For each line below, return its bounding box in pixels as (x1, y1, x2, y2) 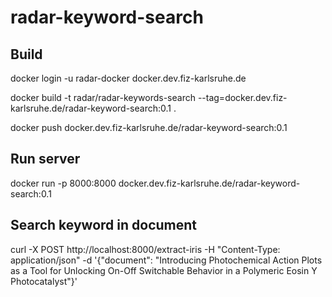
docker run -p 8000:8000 (10, 177, 117, 189)
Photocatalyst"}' (10, 275, 78, 287)
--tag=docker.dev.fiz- (197, 92, 288, 103)
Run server (10, 151, 81, 168)
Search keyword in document (10, 217, 197, 234)
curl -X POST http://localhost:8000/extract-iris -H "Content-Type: (10, 243, 281, 255)
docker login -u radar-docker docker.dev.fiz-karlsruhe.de (10, 72, 247, 84)
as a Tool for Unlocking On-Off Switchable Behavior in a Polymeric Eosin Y (10, 264, 318, 276)
